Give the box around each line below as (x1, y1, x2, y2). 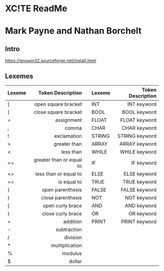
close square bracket (33, 109, 82, 115)
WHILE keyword (120, 149, 157, 155)
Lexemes (5, 72, 33, 80)
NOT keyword (125, 194, 157, 201)
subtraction (56, 226, 82, 233)
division (64, 234, 82, 241)
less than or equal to (35, 171, 82, 177)
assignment (55, 117, 82, 123)
